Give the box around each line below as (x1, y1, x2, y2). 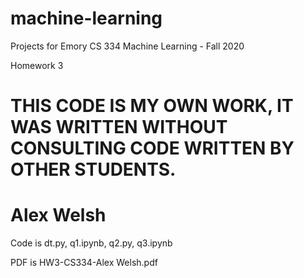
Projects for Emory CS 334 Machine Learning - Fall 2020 (10, 40, 245, 52)
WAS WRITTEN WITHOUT (10, 116, 228, 139)
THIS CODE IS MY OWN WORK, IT (10, 95, 294, 117)
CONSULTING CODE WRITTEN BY (10, 137, 295, 160)
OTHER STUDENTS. (10, 158, 177, 181)
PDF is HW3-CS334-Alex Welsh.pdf (10, 257, 158, 269)
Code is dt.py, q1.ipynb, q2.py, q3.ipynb (10, 237, 173, 249)
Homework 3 (10, 59, 64, 71)
